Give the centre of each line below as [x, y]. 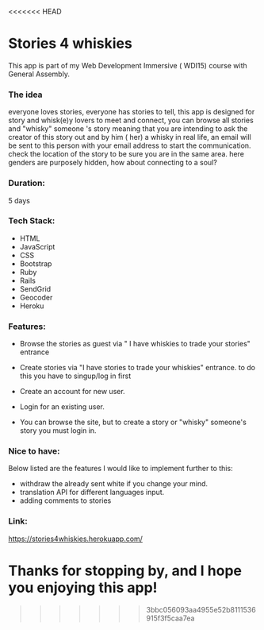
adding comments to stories [65, 501]
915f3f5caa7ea [170, 618]
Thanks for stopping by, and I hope [125, 570]
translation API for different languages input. [92, 493]
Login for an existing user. [62, 407]
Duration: [27, 184]
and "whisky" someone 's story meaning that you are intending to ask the [128, 129]
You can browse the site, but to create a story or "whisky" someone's [133, 422]
